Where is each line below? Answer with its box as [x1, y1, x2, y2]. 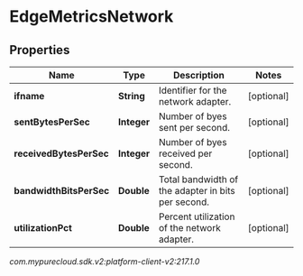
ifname [14, 90, 45, 102]
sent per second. [158, 122, 231, 133]
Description [172, 69, 225, 81]
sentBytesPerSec [14, 115, 90, 128]
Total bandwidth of [158, 173, 239, 186]
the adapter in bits [158, 185, 236, 197]
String [118, 90, 146, 102]
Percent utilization [158, 210, 235, 223]
